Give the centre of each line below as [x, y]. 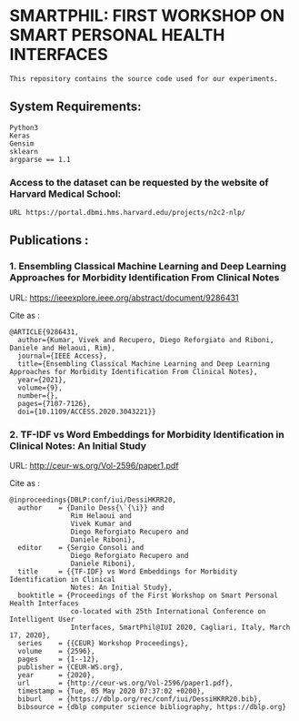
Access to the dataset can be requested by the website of [140, 182]
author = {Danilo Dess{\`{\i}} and [91, 508]
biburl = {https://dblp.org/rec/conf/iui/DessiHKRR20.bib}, [140, 699]
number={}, [38, 396]
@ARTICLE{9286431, [44, 332]
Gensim [22, 143]
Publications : [49, 241]
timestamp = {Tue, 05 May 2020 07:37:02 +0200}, [111, 691]
